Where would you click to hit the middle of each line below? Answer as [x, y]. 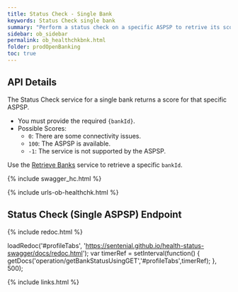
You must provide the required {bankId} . [76, 121]
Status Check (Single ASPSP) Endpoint [95, 215]
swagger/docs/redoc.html [45, 253]
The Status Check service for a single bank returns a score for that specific [117, 99]
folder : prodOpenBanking [44, 47]
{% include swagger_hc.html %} [55, 178]
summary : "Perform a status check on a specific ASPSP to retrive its [114, 27]
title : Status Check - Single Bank [60, 14]
